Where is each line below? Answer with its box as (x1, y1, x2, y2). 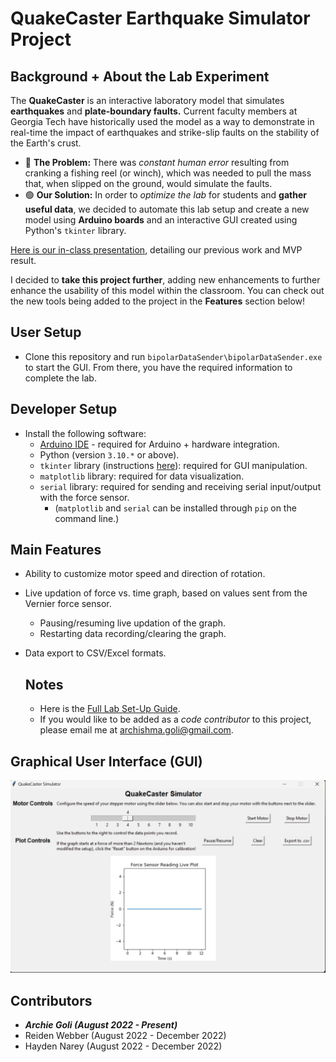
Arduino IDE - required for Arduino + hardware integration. (39, 438, 280, 450)
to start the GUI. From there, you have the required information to (24, 361, 293, 373)
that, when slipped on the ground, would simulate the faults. (24, 178, 273, 189)
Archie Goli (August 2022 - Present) (24, 1018, 178, 1031)
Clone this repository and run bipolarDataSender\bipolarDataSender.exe (24, 350, 323, 362)
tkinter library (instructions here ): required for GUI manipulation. (39, 459, 308, 471)
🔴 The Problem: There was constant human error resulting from (24, 157, 290, 168)
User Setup (10, 324, 82, 341)
